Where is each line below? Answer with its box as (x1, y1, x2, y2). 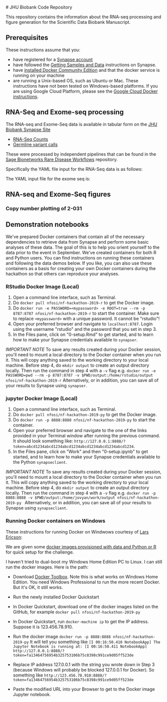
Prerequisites (5, 33, 48, 42)
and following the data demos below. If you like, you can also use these (5, 260, 152, 266)
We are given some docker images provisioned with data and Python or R (5, 544, 157, 550)
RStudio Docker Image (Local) (5, 283, 79, 290)
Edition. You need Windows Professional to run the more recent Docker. (12, 579, 161, 585)
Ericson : (5, 534, 23, 540)
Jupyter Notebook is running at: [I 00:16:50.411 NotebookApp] (12, 644, 148, 649)
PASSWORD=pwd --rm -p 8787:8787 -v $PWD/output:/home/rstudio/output (5, 373, 154, 378)
